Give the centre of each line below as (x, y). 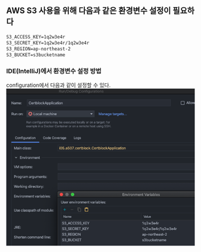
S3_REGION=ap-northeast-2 (38, 49)
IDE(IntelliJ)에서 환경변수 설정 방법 (54, 71)
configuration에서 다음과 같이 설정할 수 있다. (59, 85)
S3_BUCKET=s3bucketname (36, 55)
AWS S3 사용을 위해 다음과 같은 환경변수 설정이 (89, 11)
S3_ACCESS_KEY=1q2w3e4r (36, 37)
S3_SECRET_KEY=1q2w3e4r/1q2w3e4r (48, 43)
